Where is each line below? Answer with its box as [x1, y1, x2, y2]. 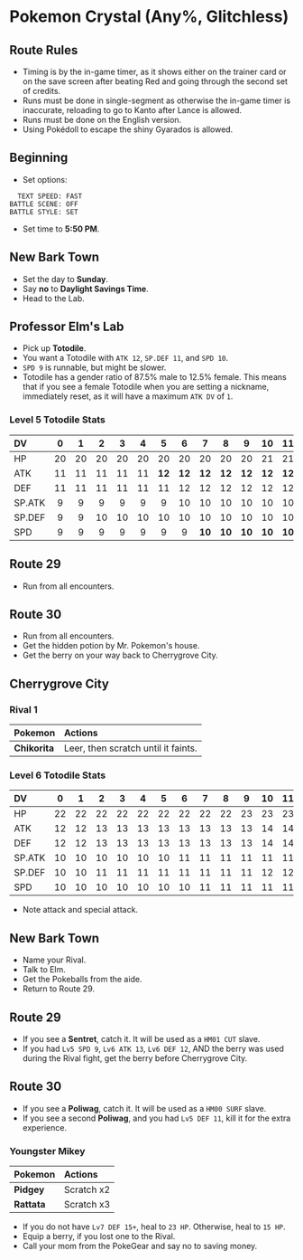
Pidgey [14, 1183, 45, 1196]
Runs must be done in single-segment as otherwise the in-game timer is [22, 95, 291, 106]
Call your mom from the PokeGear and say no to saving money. [22, 1241, 258, 1252]
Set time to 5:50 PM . [22, 223, 100, 234]
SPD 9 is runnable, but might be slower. [22, 362, 167, 373]
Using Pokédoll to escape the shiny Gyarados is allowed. [22, 124, 234, 135]
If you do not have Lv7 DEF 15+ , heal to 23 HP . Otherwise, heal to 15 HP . [22, 1221, 286, 1232]
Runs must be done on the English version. [22, 115, 182, 125]
